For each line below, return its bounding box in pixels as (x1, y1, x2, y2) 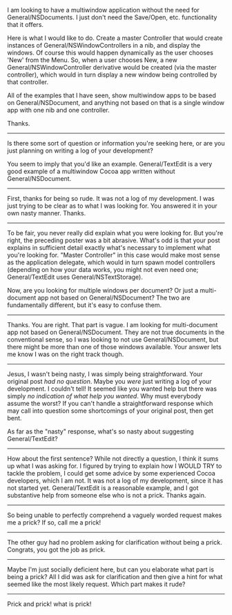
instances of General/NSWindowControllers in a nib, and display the (7, 41, 201, 49)
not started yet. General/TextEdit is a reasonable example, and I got (7, 484, 199, 492)
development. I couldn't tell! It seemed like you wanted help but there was (7, 384, 217, 393)
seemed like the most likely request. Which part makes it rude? (7, 580, 186, 588)
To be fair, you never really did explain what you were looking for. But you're (7, 229, 224, 237)
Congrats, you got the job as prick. (7, 545, 106, 554)
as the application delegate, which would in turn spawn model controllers (7, 258, 215, 266)
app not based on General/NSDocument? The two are (37, 293, 191, 302)
